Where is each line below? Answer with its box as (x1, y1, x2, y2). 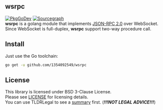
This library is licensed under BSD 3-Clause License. (5, 89, 112, 95)
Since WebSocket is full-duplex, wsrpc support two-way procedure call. (5, 25, 152, 32)
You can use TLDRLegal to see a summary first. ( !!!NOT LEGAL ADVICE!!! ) (5, 99, 156, 105)
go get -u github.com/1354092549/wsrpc (5, 62, 87, 67)
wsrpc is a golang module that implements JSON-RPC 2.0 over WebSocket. (5, 21, 159, 26)
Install (5, 40, 25, 48)
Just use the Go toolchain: (5, 53, 58, 59)
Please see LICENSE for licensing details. (5, 94, 88, 100)
